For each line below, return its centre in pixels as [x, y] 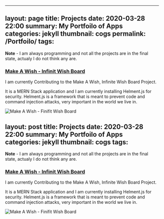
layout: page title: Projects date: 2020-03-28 [75, 18]
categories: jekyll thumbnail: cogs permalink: [75, 34]
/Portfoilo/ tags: [30, 41]
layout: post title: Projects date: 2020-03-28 [74, 127]
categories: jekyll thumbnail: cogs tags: [67, 142]
